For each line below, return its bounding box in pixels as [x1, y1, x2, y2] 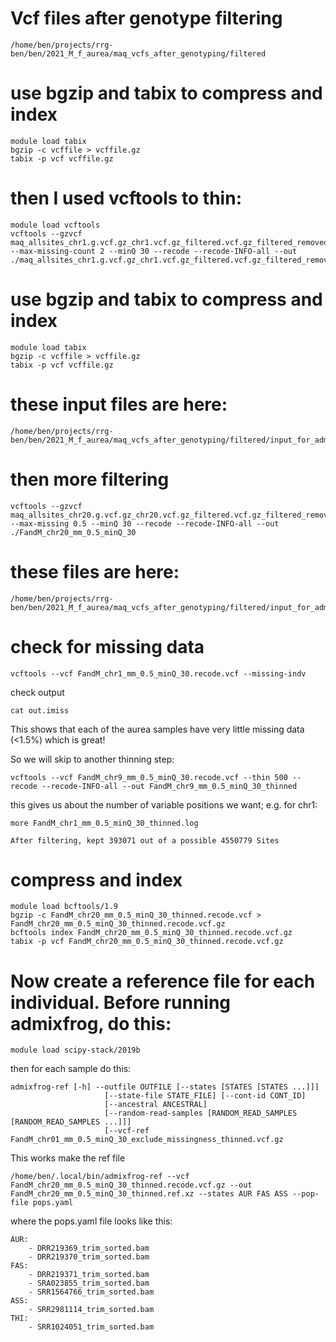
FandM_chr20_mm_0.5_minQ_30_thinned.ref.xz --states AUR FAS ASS [10, 1189, 288, 1199]
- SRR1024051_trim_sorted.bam [28, 1322, 155, 1332]
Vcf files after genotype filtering [10, 7, 283, 30]
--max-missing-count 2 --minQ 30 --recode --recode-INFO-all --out [10, 246, 298, 256]
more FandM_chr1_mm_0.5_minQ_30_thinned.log [10, 818, 199, 828]
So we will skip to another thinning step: [10, 753, 175, 765]
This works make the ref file [10, 1152, 126, 1164]
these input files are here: [10, 393, 228, 416]
